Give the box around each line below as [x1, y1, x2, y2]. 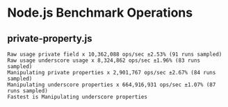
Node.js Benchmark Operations [7, 5, 193, 21]
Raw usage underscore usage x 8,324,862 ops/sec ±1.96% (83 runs [7, 57, 200, 64]
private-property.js [7, 33, 92, 44]
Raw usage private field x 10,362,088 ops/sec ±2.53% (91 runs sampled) [7, 51, 222, 58]
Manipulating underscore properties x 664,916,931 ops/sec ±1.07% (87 [7, 81, 216, 88]
